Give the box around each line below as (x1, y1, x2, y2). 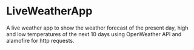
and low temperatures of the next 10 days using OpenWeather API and (6, 30, 182, 37)
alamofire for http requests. (6, 37, 75, 44)
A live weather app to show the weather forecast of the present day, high (6, 24, 189, 31)
